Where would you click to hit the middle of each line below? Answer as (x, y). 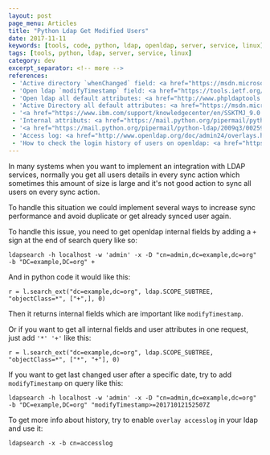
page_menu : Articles (43, 23)
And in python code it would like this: (70, 277)
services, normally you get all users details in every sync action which (124, 175)
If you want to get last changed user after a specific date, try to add (120, 374)
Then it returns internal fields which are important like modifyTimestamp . (126, 313)
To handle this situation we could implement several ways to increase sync (132, 207)
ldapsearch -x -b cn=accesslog (61, 443)
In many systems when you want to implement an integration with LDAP (127, 166)
